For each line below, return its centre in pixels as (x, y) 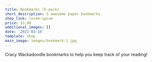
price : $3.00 (18, 23)
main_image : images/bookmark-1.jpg (41, 41)
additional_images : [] (28, 27)
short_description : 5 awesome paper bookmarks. (54, 14)
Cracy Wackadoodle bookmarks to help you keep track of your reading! (76, 54)
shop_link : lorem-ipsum (29, 18)
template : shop (20, 37)
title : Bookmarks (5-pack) (32, 9)
